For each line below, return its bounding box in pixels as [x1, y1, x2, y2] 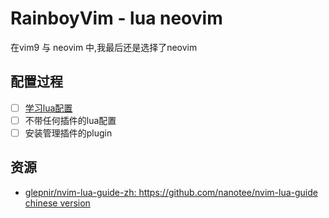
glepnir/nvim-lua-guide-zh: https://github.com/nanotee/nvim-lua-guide [24, 186, 318, 198]
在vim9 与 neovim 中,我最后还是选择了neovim [10, 41, 198, 53]
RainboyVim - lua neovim [10, 7, 223, 30]
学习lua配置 [24, 102, 73, 114]
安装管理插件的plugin [24, 127, 113, 139]
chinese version [24, 197, 91, 209]
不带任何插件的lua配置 [24, 114, 117, 126]
